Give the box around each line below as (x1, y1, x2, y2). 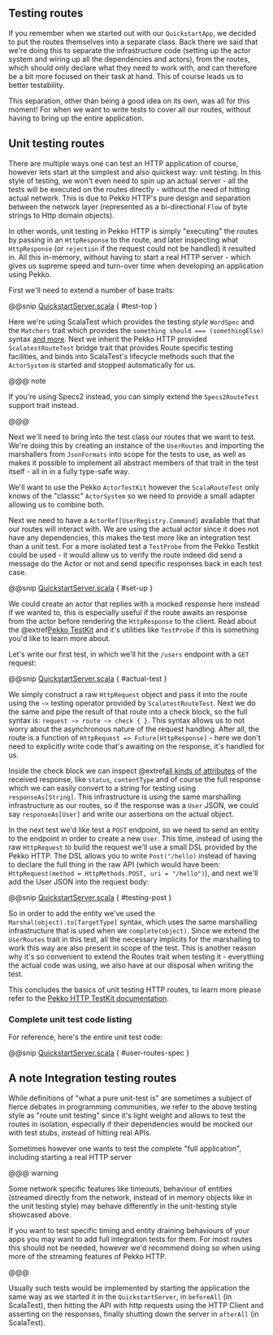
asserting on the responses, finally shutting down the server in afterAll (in (8, 1309, 259, 1319)
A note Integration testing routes (8, 1071, 177, 1086)
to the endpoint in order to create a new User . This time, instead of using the (8, 833, 263, 843)
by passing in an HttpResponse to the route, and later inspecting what (8, 235, 238, 244)
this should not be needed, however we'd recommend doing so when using (8, 1242, 261, 1253)
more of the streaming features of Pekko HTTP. (8, 1251, 167, 1261)
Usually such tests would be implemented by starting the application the (8, 1283, 250, 1293)
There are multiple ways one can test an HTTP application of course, (8, 158, 239, 168)
